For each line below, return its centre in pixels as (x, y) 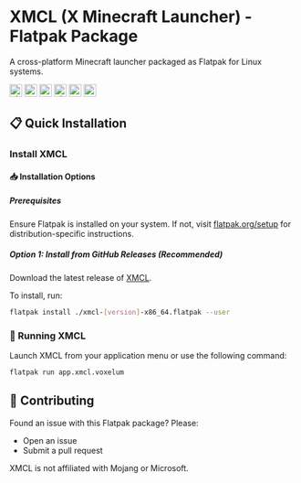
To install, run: (36, 295)
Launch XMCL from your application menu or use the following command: (148, 355)
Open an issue (50, 440)
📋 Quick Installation (68, 124)
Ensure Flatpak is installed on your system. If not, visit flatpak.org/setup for (150, 224)
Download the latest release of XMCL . (81, 277)
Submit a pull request (62, 450)
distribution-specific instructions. (72, 233)
